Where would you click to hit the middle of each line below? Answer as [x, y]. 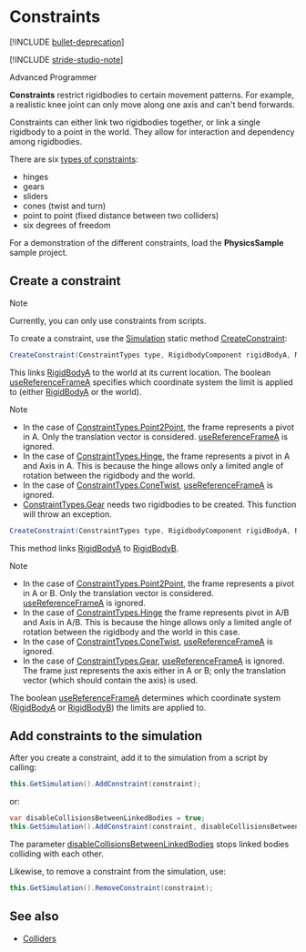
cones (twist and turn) [64, 206]
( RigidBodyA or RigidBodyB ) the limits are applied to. [108, 707]
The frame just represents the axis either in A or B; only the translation [154, 670]
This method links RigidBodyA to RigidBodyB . [94, 548]
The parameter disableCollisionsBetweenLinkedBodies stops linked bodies [149, 844]
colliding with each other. [57, 854]
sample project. [39, 252]
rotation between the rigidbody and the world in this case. [131, 632]
